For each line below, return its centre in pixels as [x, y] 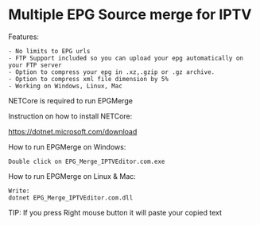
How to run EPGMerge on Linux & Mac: [72, 176]
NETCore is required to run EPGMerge [71, 100]
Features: [24, 37]
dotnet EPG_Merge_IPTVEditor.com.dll [71, 198]
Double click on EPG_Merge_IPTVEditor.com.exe [87, 161]
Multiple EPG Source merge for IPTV [130, 15]
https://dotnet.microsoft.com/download [73, 131]
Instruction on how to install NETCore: [70, 116]
